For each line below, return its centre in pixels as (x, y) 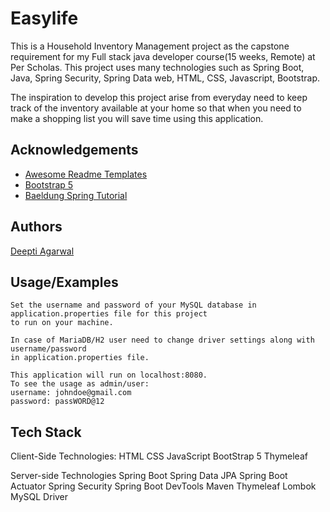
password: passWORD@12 (57, 402)
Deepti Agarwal (42, 251)
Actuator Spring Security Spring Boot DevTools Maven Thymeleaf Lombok (163, 486)
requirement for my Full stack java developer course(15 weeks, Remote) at (163, 56)
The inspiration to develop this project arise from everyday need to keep (159, 97)
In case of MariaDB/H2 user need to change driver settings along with (162, 340)
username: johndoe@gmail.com (71, 393)
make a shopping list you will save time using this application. (137, 118)
